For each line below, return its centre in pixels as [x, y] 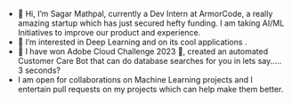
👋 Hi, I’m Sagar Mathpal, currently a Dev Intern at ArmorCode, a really [145, 14]
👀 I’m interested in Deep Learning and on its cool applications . [132, 42]
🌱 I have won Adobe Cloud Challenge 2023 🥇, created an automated [143, 51]
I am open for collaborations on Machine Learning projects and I [135, 79]
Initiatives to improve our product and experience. [109, 32]
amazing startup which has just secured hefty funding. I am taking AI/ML [151, 23]
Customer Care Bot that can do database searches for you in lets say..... [150, 61]
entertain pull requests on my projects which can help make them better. [150, 89]
